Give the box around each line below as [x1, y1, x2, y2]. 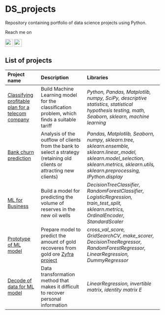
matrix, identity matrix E [86, 286, 142, 293]
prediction [7, 155, 31, 162]
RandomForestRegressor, [86, 244, 146, 251]
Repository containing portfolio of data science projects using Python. [5, 20, 147, 26]
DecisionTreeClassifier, [86, 181, 141, 188]
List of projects [5, 57, 53, 65]
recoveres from [41, 244, 77, 251]
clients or [41, 161, 62, 168]
